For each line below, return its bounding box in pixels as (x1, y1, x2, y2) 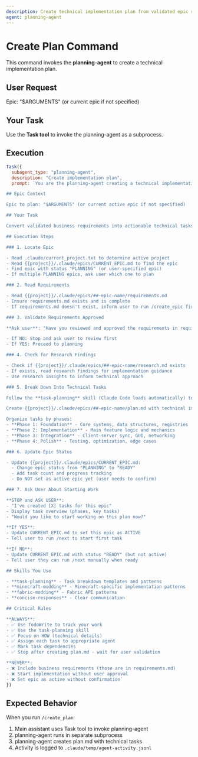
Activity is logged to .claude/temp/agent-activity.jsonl (14, 744, 152, 751)
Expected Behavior (6, 698, 78, 708)
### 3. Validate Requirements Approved (6, 314, 104, 320)
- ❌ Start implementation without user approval (6, 671, 128, 677)
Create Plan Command (6, 40, 119, 53)
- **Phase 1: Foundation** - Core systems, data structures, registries (6, 422, 189, 428)
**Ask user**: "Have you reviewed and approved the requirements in (6, 325, 178, 331)
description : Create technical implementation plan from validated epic (6, 8, 189, 15)
